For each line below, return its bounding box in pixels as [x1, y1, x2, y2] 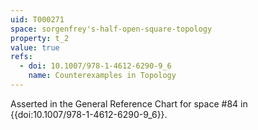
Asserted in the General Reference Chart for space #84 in [10, 97, 248, 110]
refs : [10, 52, 33, 62]
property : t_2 [10, 33, 70, 43]
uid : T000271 [10, 14, 65, 25]
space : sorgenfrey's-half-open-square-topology [10, 24, 213, 34]
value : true [10, 42, 60, 53]
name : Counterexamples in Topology [28, 71, 177, 81]
